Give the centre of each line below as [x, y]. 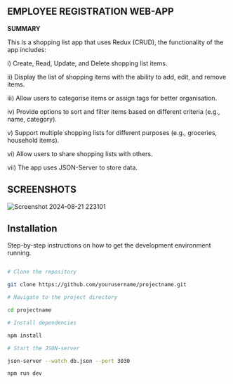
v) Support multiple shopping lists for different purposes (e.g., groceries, [112, 132]
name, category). [32, 119]
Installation [32, 229]
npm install [25, 335]
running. [19, 253]
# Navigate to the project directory [62, 297]
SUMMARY [24, 28]
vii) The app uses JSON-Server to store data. [73, 167]
